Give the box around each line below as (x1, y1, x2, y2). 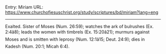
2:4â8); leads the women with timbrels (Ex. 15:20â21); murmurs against (5, 29, 150, 35)
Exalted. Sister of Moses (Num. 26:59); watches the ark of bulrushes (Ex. (5, 24, 154, 29)
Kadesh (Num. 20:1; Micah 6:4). (5, 44, 70, 49)
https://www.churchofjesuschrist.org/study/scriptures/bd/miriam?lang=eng (5, 9, 159, 15)
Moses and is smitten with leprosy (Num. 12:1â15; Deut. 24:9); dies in (5, 36, 145, 42)
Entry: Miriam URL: (5, 4, 43, 10)
